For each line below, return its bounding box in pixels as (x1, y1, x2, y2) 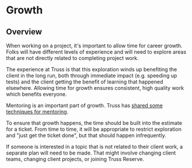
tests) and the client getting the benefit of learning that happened (6, 78, 163, 85)
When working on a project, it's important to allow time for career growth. (6, 42, 183, 49)
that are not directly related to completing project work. (6, 55, 139, 61)
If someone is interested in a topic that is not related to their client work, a (6, 143, 183, 150)
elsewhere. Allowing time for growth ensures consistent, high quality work (6, 85, 184, 91)
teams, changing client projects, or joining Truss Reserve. (6, 156, 145, 162)
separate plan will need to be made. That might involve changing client (6, 149, 176, 156)
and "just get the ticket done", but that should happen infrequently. (6, 132, 166, 139)
